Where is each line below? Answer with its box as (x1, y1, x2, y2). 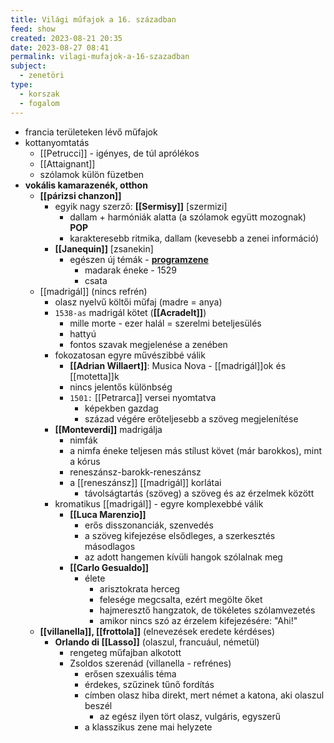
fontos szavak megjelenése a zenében (69, 338, 228, 350)
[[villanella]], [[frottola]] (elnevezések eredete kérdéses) (39, 625, 276, 637)
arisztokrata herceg (99, 582, 180, 595)
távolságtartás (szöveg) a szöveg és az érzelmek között (84, 487, 315, 499)
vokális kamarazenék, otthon (24, 179, 148, 191)
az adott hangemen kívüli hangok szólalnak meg (84, 551, 283, 563)
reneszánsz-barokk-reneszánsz (69, 466, 202, 478)
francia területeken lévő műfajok (24, 126, 158, 138)
